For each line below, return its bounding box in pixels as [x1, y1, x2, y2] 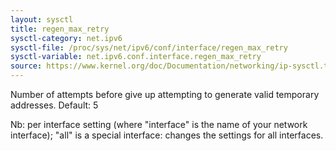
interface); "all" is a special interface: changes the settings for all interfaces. [10, 129, 324, 141]
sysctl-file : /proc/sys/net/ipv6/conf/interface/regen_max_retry [10, 42, 288, 53]
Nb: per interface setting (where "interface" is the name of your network [10, 119, 308, 130]
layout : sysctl [10, 14, 74, 25]
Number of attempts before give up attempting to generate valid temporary [10, 89, 320, 100]
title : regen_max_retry [10, 24, 110, 34]
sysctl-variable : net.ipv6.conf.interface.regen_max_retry [10, 52, 262, 62]
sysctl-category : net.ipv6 [10, 33, 123, 43]
